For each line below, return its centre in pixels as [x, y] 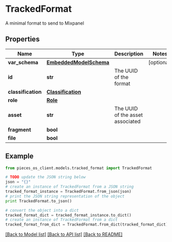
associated [127, 121]
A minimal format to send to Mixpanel [45, 23]
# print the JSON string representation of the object [65, 196]
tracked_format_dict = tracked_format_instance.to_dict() [68, 215]
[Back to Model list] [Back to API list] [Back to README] [64, 234]
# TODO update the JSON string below [46, 177]
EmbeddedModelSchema [78, 62]
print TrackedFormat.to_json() [39, 201]
